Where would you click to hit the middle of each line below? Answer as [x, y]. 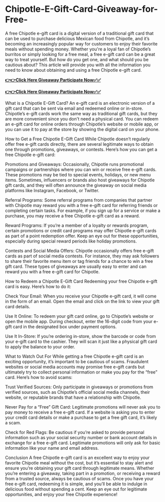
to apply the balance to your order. [40, 346]
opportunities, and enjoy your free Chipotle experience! [61, 494]
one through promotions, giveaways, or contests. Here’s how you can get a [81, 149]
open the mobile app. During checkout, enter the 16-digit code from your [79, 321]
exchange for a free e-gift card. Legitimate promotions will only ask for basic [83, 443]
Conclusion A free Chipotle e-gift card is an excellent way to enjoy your [78, 458]
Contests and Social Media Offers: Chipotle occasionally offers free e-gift [80, 251]
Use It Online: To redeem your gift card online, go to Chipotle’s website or [80, 316]
